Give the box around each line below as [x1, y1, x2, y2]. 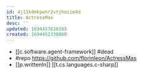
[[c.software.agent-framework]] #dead [15, 48, 114, 55]
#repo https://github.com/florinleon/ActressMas [15, 55, 137, 62]
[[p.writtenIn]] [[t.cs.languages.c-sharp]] [15, 61, 118, 69]
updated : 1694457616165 [6, 25, 68, 32]
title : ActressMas [6, 15, 53, 21]
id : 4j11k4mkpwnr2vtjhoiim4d [6, 8, 81, 15]
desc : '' [6, 20, 29, 26]
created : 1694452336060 [6, 32, 68, 38]
